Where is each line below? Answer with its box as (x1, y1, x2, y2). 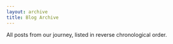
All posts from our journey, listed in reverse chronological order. (6, 31, 167, 38)
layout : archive (6, 8, 48, 15)
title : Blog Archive (6, 14, 60, 20)
